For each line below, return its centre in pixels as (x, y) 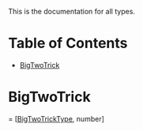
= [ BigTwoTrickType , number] (56, 118)
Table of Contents (68, 43)
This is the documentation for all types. (72, 11)
